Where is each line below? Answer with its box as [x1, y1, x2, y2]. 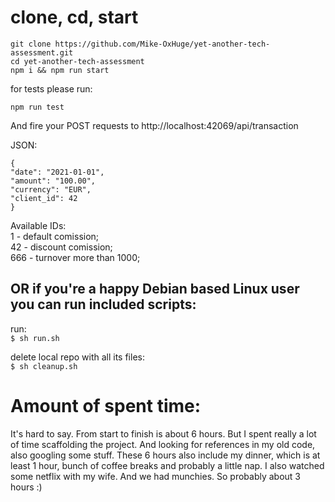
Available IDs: [10, 219, 67, 231]
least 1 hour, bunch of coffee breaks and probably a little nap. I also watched [10, 459, 325, 471]
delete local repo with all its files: [10, 351, 145, 363]
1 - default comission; [10, 230, 100, 242]
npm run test [10, 102, 65, 112]
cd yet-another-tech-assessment [10, 56, 145, 66]
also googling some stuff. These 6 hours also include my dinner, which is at [10, 449, 321, 461]
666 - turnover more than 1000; [10, 251, 141, 263]
